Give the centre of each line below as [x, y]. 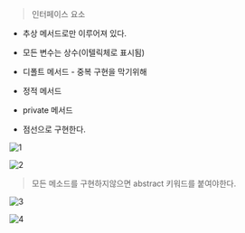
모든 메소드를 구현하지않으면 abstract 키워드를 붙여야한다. [134, 183]
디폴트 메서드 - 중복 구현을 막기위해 [85, 72]
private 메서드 [48, 110]
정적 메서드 [42, 91]
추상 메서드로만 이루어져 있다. [75, 33]
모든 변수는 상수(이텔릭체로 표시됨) [84, 52]
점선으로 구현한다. [54, 129]
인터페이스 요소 [58, 14]
